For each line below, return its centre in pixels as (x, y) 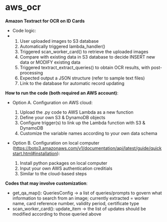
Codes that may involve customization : (47, 183)
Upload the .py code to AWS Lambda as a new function (77, 112)
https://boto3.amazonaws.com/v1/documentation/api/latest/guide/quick (88, 148)
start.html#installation (35, 153)
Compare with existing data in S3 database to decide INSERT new (87, 57)
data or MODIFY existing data (50, 62)
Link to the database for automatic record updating (72, 83)
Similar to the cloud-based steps (53, 173)
